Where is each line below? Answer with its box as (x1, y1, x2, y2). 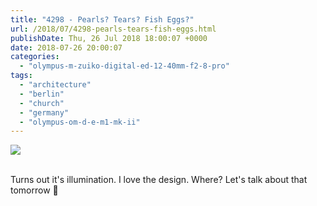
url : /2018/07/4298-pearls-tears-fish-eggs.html (10, 24, 217, 34)
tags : (10, 71, 33, 81)
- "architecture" (19, 80, 92, 90)
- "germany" (19, 107, 70, 118)
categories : (10, 52, 60, 62)
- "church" (19, 98, 65, 108)
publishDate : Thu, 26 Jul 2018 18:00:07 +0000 (10, 33, 208, 43)
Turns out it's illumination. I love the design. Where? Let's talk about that (10, 174, 308, 186)
